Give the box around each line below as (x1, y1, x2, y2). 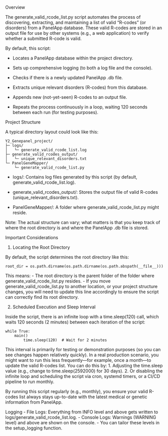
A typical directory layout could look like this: (5, 129, 99, 135)
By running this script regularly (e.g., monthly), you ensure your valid (5, 389, 148, 394)
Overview (5, 5, 25, 10)
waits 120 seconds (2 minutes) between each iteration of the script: (5, 319, 145, 325)
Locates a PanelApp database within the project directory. (12, 55, 134, 61)
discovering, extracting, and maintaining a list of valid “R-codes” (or (5, 20, 146, 25)
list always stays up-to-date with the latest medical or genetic (19, 394, 147, 400)
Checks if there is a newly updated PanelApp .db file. (12, 75, 123, 80)
